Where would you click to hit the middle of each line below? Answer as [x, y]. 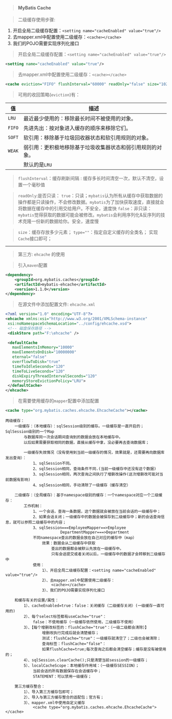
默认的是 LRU [38, 165]
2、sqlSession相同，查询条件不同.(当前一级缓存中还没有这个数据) [94, 469]
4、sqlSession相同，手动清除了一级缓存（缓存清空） [81, 485]
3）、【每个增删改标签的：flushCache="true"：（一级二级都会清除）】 [86, 628]
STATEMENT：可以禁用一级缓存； [62, 677]
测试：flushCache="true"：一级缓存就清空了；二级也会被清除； [101, 638]
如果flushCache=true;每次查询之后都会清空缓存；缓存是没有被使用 [104, 649]
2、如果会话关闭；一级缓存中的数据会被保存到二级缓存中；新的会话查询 [97, 517]
